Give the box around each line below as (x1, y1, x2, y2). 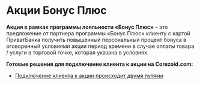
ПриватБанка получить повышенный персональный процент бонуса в (6, 36, 187, 43)
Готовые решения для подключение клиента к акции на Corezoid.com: (6, 60, 193, 68)
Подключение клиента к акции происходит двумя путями (14, 72, 164, 79)
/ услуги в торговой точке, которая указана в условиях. (6, 48, 149, 56)
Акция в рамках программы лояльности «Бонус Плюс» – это (6, 23, 168, 31)
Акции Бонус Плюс (6, 4, 107, 17)
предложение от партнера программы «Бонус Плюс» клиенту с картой (6, 29, 190, 37)
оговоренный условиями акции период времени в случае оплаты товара (6, 42, 195, 50)
